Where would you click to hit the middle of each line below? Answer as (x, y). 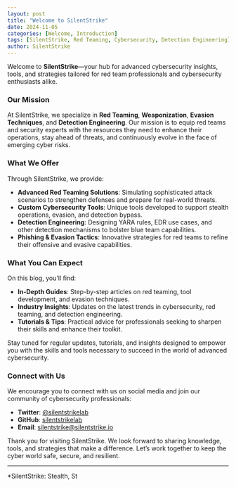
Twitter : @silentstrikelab (53, 412)
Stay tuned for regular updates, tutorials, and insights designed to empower (117, 343)
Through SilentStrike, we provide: (55, 178)
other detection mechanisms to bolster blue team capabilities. (107, 229)
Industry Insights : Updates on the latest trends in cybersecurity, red (116, 306)
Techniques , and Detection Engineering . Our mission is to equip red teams (117, 122)
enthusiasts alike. (32, 81)
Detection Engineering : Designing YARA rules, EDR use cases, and (114, 222)
